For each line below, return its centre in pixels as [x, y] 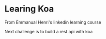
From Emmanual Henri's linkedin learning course [53, 22]
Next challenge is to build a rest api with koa [49, 31]
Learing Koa [29, 9]
